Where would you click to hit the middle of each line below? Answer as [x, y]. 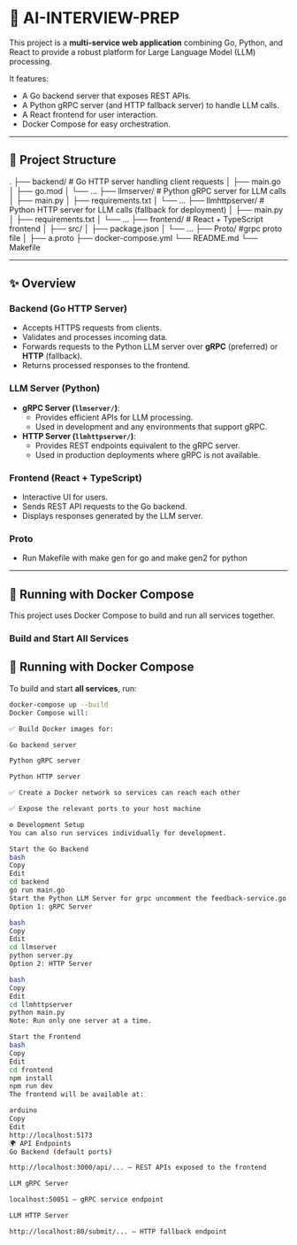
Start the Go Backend [49, 849]
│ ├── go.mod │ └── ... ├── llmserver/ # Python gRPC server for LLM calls [148, 190]
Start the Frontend [45, 1037]
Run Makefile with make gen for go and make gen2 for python [134, 558]
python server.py [41, 955]
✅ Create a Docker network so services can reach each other [125, 793]
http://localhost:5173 [51, 1135]
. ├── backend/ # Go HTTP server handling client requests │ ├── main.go [145, 182]
